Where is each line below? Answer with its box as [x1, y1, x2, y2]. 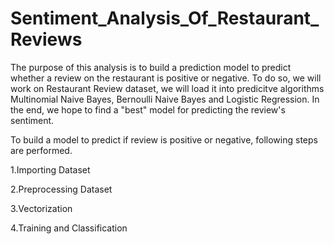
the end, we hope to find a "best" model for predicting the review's [10, 103, 286, 116]
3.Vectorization [10, 202, 73, 214]
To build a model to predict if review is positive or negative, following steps [10, 133, 318, 146]
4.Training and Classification [10, 222, 128, 234]
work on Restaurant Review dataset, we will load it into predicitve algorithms [10, 82, 325, 94]
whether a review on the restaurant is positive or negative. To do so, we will [10, 72, 322, 84]
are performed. [10, 144, 73, 156]
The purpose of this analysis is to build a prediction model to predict [10, 61, 292, 73]
